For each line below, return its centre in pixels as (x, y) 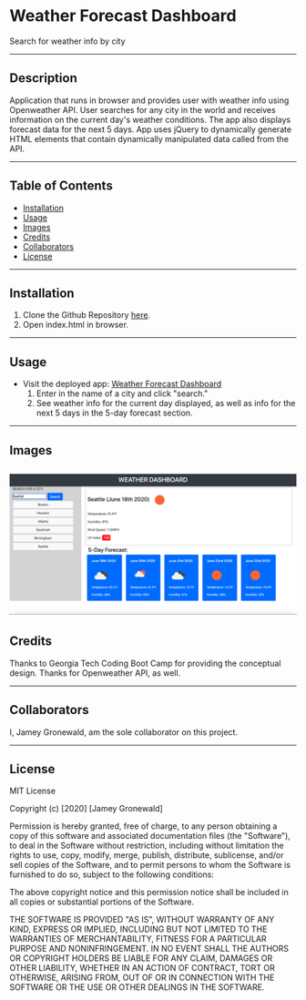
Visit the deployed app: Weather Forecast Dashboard (122, 384)
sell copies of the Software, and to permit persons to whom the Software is (150, 865)
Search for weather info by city (67, 41)
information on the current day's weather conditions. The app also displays (150, 119)
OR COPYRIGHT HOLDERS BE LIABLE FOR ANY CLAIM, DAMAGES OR (141, 958)
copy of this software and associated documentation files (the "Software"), (150, 836)
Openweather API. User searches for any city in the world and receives (143, 109)
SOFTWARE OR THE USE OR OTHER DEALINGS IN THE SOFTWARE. (137, 987)
